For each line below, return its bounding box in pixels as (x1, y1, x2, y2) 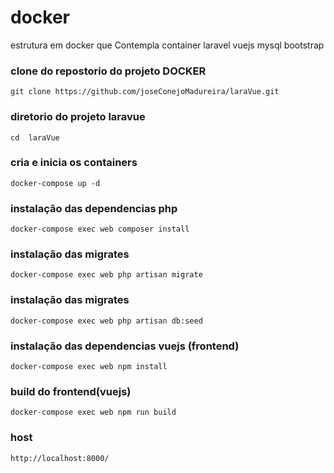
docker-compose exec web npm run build (10, 407, 177, 418)
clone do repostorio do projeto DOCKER (10, 64, 207, 78)
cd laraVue (10, 132, 60, 143)
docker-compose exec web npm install (10, 362, 168, 372)
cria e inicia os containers (10, 156, 138, 170)
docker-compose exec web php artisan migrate (10, 270, 203, 280)
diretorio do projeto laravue (10, 110, 146, 124)
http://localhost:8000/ (10, 453, 110, 463)
